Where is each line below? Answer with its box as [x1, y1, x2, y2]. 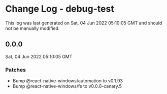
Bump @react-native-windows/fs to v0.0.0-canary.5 [12, 83, 122, 89]
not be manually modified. [5, 25, 60, 31]
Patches [5, 66, 26, 73]
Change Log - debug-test [5, 3, 114, 15]
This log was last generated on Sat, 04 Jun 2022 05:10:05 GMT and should [5, 20, 162, 26]
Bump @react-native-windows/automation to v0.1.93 [12, 78, 123, 84]
